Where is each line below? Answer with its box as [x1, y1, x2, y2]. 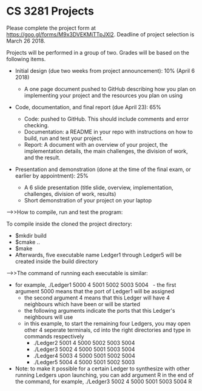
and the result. [24, 153, 61, 161]
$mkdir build [15, 232, 47, 239]
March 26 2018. [6, 37, 45, 44]
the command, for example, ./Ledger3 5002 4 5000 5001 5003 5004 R [15, 378, 192, 385]
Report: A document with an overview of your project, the [24, 141, 168, 148]
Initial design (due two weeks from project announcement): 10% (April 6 [15, 67, 195, 74]
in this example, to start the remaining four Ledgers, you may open [24, 319, 191, 327]
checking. [24, 121, 49, 129]
